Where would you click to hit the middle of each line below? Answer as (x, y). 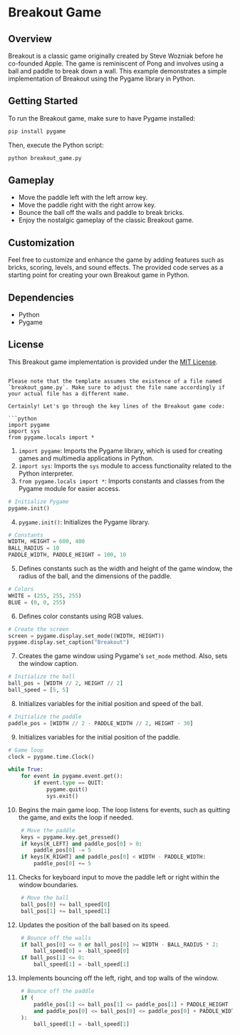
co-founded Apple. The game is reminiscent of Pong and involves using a (116, 64)
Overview (30, 39)
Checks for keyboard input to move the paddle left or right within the (119, 877)
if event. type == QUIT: (69, 783)
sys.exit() (62, 796)
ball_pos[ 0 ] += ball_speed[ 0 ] (66, 904)
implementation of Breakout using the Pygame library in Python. (102, 79)
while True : (26, 769)
